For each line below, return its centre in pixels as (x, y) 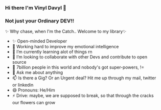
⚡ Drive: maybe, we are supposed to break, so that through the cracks (83, 96)
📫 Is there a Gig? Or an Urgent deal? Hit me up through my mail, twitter (84, 78)
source (19, 62)
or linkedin (23, 85)
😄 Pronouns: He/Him (34, 90)
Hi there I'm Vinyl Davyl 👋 (36, 8)
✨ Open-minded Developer (40, 41)
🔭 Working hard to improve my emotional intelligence (65, 47)
